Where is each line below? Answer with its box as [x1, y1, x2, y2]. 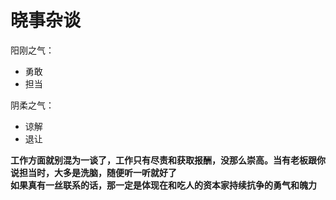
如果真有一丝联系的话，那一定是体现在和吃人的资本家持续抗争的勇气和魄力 [10, 179, 317, 191]
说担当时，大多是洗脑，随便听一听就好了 [10, 166, 177, 178]
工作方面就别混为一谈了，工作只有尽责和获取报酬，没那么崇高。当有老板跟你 [10, 154, 326, 166]
